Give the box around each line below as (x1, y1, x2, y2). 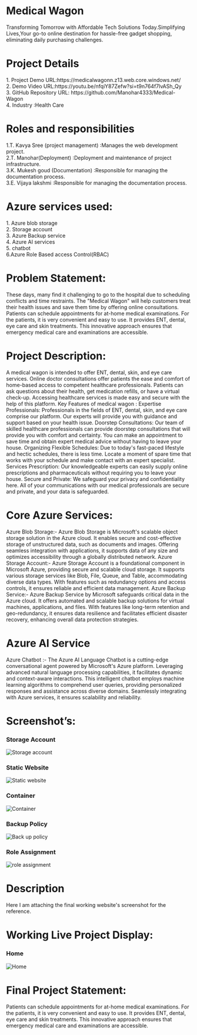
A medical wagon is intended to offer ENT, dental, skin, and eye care (6, 369, 172, 376)
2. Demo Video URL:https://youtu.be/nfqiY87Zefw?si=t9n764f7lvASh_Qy (6, 83, 182, 90)
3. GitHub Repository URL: (6, 89, 70, 96)
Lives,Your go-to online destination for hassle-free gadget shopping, (6, 30, 172, 37)
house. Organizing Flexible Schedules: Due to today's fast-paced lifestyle (6, 444, 184, 451)
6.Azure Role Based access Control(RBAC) (6, 251, 109, 258)
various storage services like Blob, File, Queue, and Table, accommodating (6, 572, 187, 579)
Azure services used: (6, 200, 113, 213)
